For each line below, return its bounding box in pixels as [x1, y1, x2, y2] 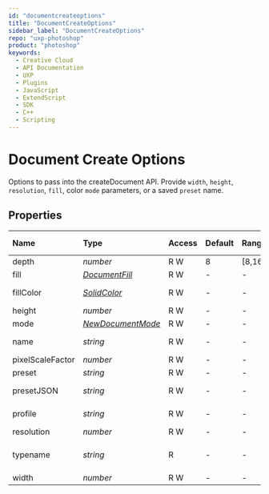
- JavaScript [15, 86, 59, 94]
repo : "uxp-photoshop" [8, 34, 84, 42]
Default [205, 237, 235, 248]
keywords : [8, 49, 42, 57]
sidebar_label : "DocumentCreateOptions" [8, 26, 146, 34]
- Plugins [15, 78, 48, 86]
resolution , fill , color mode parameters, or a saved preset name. [8, 185, 224, 195]
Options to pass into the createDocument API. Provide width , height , [8, 177, 234, 187]
